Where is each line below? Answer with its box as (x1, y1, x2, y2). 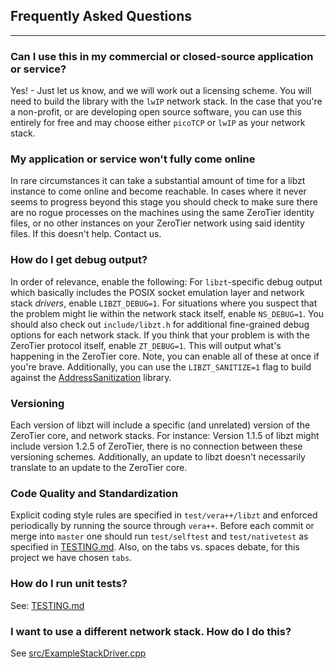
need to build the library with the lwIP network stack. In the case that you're (10, 95, 323, 108)
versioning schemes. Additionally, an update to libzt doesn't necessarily (10, 451, 306, 463)
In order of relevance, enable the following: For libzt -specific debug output (10, 275, 323, 288)
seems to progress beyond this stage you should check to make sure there (10, 196, 318, 208)
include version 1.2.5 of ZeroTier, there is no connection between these (10, 440, 303, 452)
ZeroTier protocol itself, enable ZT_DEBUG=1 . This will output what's (10, 339, 282, 351)
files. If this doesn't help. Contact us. (10, 228, 162, 240)
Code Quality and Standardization (10, 486, 179, 500)
